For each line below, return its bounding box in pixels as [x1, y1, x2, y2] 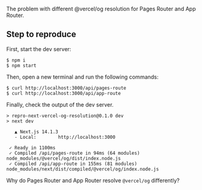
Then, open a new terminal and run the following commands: [6, 73, 159, 80]
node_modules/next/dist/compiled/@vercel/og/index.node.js [6, 166, 159, 172]
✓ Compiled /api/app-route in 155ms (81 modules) [9, 161, 138, 167]
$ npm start [6, 62, 37, 69]
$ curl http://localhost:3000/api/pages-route [6, 85, 127, 91]
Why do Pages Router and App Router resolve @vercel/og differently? [6, 177, 180, 184]
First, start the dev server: [6, 45, 72, 52]
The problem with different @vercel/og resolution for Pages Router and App [6, 5, 196, 12]
